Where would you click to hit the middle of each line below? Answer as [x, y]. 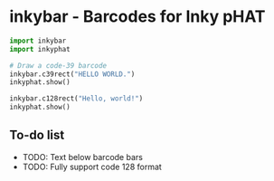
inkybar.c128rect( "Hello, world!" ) [76, 99]
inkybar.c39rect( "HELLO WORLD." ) [72, 74]
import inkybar [38, 41]
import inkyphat [40, 49]
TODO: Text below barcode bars [82, 157]
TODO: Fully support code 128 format [92, 167]
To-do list [37, 135]
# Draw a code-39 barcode [58, 65]
